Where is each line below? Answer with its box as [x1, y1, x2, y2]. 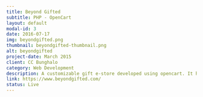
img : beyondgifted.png [6, 37, 63, 43]
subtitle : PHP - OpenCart [6, 14, 71, 20]
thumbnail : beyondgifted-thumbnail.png [6, 43, 107, 49]
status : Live [6, 82, 39, 88]
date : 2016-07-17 [6, 31, 50, 37]
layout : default [6, 20, 47, 26]
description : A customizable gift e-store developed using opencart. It [6, 70, 193, 77]
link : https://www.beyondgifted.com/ [6, 76, 101, 82]
